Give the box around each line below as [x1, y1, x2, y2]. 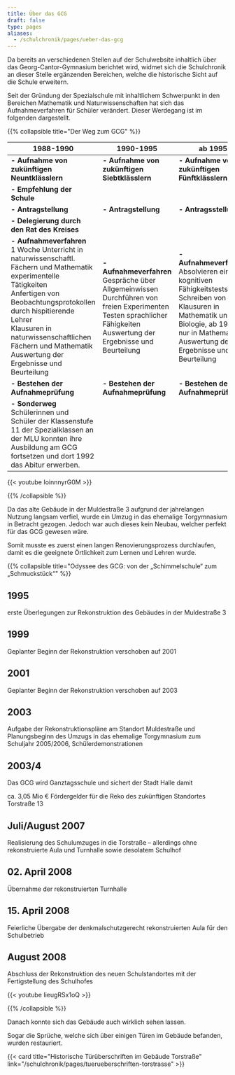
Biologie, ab [178, 319, 218, 329]
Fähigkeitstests [178, 284, 229, 294]
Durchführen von [102, 293, 159, 303]
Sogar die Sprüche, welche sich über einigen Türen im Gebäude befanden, [7, 1032, 222, 1040]
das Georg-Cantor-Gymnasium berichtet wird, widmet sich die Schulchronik [7, 63, 226, 71]
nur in [178, 328, 198, 338]
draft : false [7, 17, 45, 24]
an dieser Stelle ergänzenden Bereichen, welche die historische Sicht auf [7, 71, 218, 79]
